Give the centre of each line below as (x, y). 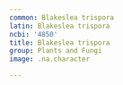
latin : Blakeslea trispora (60, 26)
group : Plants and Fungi (56, 51)
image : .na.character (50, 59)
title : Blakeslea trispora (60, 42)
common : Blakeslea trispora (62, 17)
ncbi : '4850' (34, 34)
